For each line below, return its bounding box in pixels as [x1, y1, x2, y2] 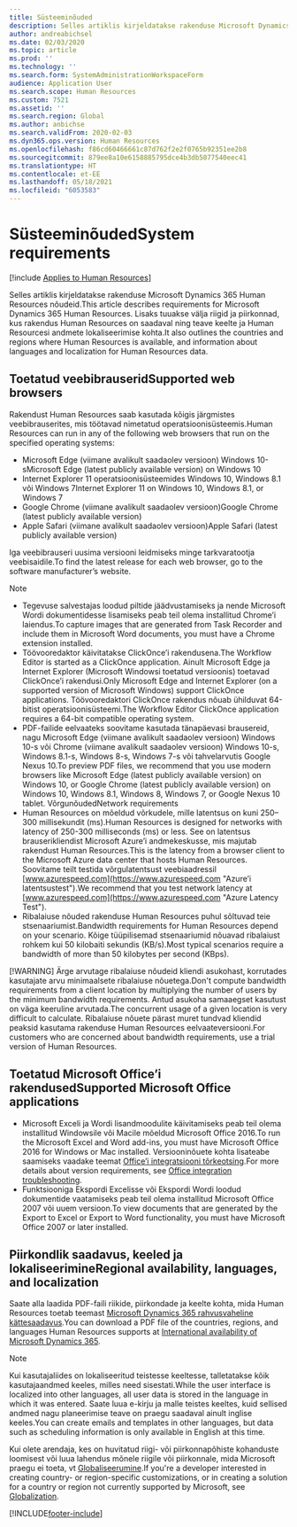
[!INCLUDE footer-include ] [9, 1508, 103, 1519]
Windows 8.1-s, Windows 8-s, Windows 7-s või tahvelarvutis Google [21, 751, 271, 761]
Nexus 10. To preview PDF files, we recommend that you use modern [21, 760, 271, 771]
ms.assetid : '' [9, 104, 65, 113]
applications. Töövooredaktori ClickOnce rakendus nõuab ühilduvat [21, 694, 268, 705]
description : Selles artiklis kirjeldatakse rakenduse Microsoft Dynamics [9, 21, 291, 30]
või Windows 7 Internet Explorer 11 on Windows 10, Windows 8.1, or [21, 482, 264, 493]
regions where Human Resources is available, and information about [9, 336, 258, 347]
